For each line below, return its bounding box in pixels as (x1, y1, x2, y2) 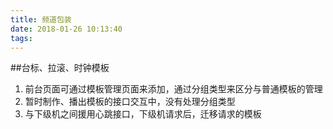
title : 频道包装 (10, 14, 72, 25)
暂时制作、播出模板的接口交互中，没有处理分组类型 (24, 96, 236, 108)
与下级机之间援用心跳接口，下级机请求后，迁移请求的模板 (24, 108, 262, 120)
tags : (10, 33, 33, 43)
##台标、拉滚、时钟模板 (10, 62, 110, 74)
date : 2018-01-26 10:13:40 (10, 24, 123, 34)
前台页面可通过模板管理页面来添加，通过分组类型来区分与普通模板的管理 (24, 83, 323, 95)
